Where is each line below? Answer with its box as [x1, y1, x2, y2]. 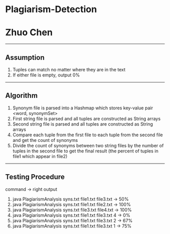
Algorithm [5, 91, 38, 100]
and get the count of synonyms [12, 137, 78, 143]
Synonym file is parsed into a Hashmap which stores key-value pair [12, 105, 153, 111]
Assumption [5, 53, 45, 62]
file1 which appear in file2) [12, 153, 68, 159]
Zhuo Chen [5, 27, 53, 38]
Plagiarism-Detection [5, 4, 97, 15]
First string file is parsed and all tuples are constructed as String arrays [12, 115, 161, 122]
